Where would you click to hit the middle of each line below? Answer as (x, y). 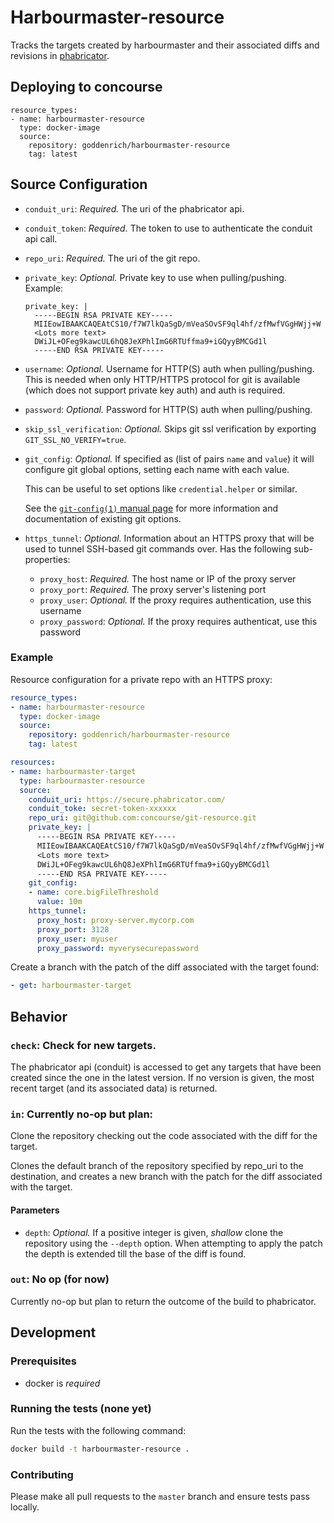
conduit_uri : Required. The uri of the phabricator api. (134, 208)
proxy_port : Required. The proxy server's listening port (153, 589)
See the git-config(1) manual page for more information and (151, 508)
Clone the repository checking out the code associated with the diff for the (164, 1136)
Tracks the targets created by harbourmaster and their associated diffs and (165, 45)
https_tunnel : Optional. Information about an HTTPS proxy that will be (169, 538)
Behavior (39, 1016)
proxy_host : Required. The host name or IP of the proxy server (168, 578)
